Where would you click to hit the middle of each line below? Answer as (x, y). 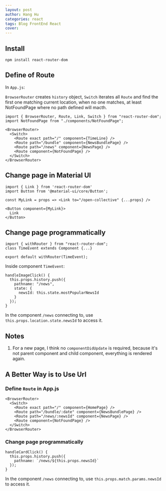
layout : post (19, 10)
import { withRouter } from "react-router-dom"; (57, 244)
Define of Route (30, 75)
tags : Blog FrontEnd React (33, 24)
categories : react (24, 19)
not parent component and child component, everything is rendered (82, 354)
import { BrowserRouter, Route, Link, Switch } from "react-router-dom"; (83, 117)
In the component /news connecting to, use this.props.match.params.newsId (83, 479)
